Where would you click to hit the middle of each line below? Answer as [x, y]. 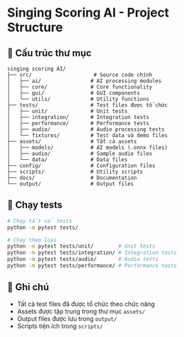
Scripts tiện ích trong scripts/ [60, 326]
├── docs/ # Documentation [72, 178]
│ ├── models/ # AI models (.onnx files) [88, 147]
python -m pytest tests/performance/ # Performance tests [92, 266]
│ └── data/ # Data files [68, 160]
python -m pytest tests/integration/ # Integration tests [92, 253]
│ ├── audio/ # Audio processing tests [86, 129]
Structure [35, 27]
